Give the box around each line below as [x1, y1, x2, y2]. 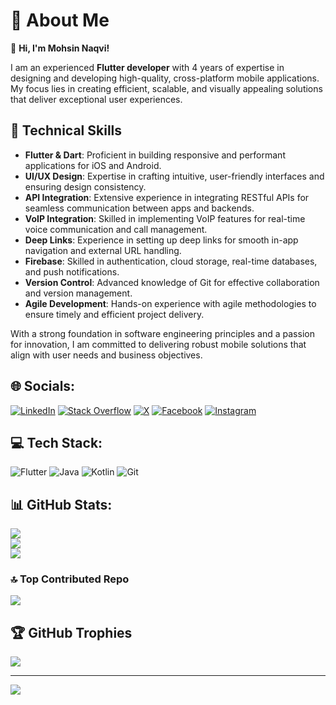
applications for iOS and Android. [24, 159, 162, 171]
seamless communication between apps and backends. [24, 202, 255, 214]
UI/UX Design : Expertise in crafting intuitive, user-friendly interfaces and [24, 170, 325, 182]
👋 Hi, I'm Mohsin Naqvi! [10, 42, 110, 54]
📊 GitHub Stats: [10, 496, 113, 513]
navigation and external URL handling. [24, 244, 182, 256]
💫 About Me [10, 9, 110, 32]
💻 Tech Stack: [10, 434, 103, 451]
